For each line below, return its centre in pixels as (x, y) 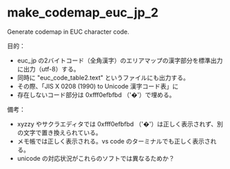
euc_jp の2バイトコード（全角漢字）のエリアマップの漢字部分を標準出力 (120, 60)
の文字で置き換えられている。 (59, 133)
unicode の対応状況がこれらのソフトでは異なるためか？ (96, 158)
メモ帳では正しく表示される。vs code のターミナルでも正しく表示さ (114, 141)
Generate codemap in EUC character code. (68, 32)
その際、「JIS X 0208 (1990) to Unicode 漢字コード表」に (98, 86)
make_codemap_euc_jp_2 (83, 13)
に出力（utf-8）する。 (49, 69)
